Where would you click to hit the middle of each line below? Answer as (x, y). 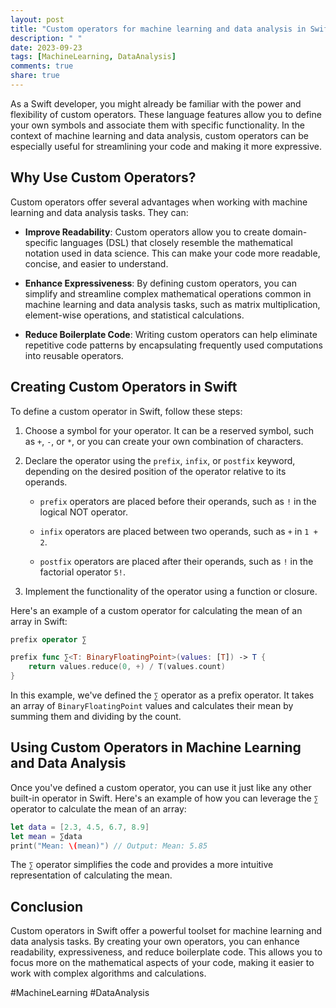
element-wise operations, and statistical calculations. (134, 315)
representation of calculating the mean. (91, 875)
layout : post (37, 19)
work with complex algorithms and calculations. (108, 973)
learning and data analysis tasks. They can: (99, 212)
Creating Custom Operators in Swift (124, 387)
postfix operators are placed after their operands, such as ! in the (176, 561)
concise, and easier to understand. (96, 263)
